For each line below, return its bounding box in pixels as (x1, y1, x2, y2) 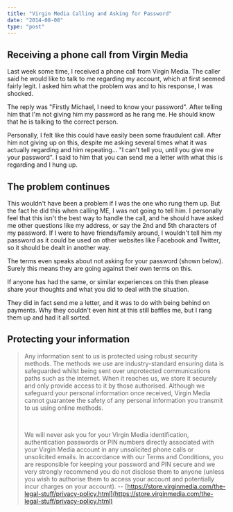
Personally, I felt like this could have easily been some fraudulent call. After (7, 131, 222, 140)
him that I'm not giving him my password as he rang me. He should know (7, 110, 215, 119)
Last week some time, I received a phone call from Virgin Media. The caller (7, 67, 221, 76)
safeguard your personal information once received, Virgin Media (24, 388, 211, 397)
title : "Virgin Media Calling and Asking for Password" (7, 10, 172, 17)
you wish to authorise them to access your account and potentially (24, 474, 215, 483)
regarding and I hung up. (7, 160, 78, 169)
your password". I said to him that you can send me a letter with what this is (7, 154, 223, 162)
